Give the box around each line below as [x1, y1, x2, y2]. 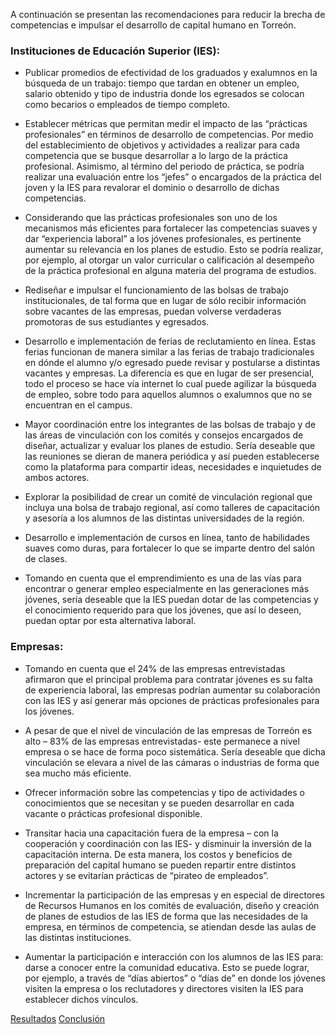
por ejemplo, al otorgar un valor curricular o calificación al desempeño [24, 254, 315, 266]
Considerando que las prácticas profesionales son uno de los [24, 212, 278, 224]
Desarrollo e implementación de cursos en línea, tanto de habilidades [24, 532, 310, 544]
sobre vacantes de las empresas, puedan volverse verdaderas [24, 305, 282, 318]
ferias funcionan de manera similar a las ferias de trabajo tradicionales [24, 346, 315, 358]
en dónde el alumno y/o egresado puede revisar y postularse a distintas [24, 357, 321, 369]
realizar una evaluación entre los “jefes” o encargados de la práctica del [24, 171, 322, 183]
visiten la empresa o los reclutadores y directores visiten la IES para [24, 982, 304, 994]
